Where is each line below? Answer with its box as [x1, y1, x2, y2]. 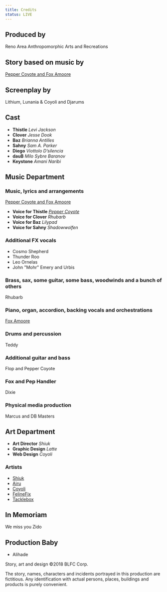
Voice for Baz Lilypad [12, 219, 57, 225]
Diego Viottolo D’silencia [12, 148, 63, 153]
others [5, 283, 21, 290]
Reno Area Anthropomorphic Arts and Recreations [5, 43, 108, 50]
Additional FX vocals [5, 237, 56, 244]
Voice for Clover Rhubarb [12, 214, 66, 220]
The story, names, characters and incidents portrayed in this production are [5, 571, 161, 577]
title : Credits [5, 7, 37, 12]
